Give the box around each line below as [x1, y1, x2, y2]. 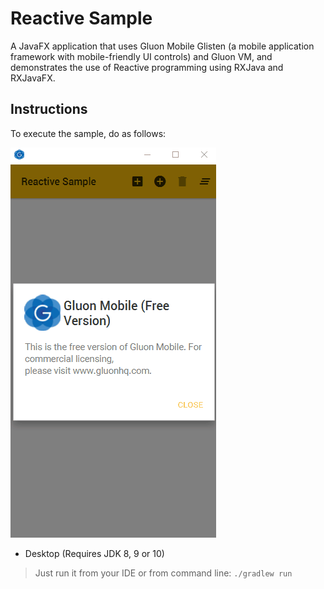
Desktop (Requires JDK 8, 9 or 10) [24, 547, 165, 559]
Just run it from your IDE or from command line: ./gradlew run [34, 567, 293, 579]
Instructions [10, 101, 88, 118]
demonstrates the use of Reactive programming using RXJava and [10, 61, 284, 73]
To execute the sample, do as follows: [10, 127, 167, 139]
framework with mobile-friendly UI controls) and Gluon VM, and [10, 50, 273, 62]
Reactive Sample [10, 7, 153, 30]
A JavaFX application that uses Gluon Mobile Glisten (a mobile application [10, 40, 315, 52]
